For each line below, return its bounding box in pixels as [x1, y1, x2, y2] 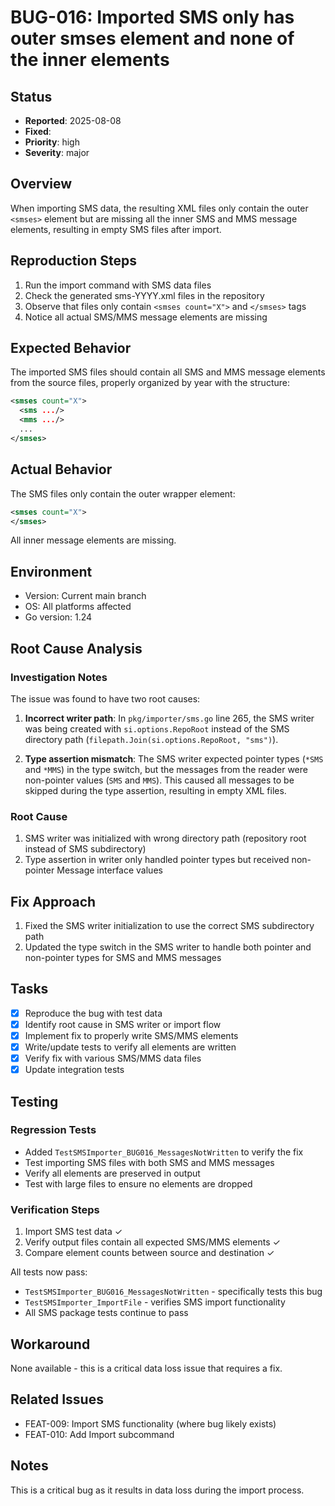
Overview [10, 176, 73, 193]
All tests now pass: [10, 1266, 88, 1278]
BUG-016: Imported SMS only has [10, 6, 295, 29]
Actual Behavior [10, 461, 113, 478]
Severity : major [24, 147, 90, 158]
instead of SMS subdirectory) [24, 843, 147, 855]
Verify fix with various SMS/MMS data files [24, 1052, 202, 1065]
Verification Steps [10, 1202, 100, 1216]
